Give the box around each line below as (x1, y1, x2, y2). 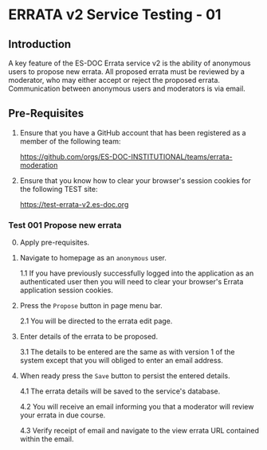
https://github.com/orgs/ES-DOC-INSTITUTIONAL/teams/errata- (19, 151, 233, 161)
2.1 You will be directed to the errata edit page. (19, 316, 173, 326)
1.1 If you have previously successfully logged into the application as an (19, 268, 254, 278)
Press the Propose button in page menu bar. (19, 301, 163, 311)
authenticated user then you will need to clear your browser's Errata (19, 277, 244, 287)
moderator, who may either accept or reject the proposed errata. (8, 76, 221, 84)
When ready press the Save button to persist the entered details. (19, 371, 231, 381)
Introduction (8, 37, 72, 51)
